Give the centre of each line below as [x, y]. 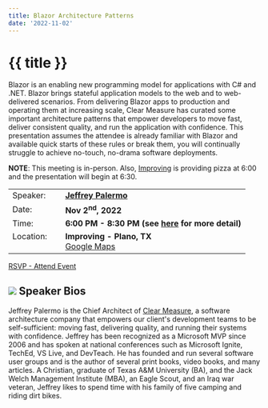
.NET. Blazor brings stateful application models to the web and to [115, 94]
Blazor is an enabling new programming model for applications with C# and [132, 85]
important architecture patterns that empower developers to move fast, [125, 119]
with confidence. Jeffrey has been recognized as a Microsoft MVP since [127, 336]
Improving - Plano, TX [108, 236]
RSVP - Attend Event [42, 266]
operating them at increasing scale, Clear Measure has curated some [122, 110]
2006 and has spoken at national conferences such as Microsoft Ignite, [126, 344]
